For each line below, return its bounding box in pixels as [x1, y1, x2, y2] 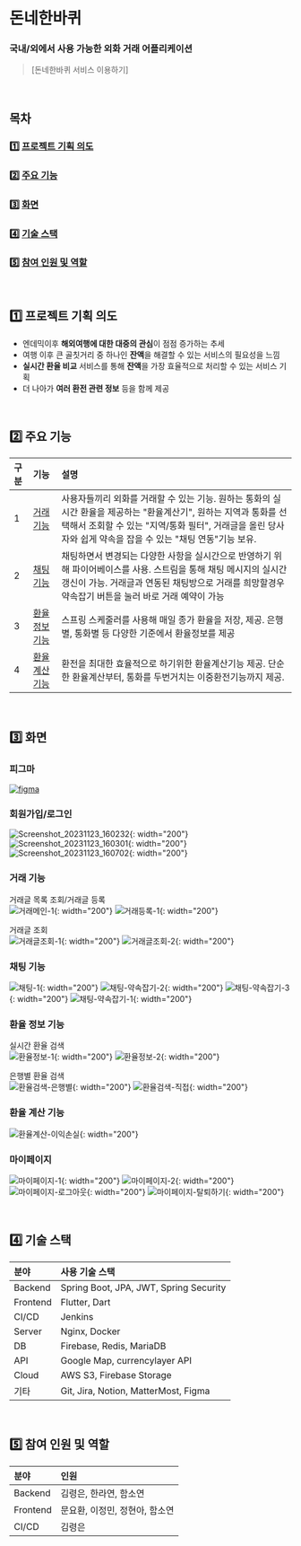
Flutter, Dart [60, 1296, 111, 1308]
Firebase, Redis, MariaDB [60, 1340, 167, 1352]
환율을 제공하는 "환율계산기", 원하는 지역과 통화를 [80, 506, 277, 519]
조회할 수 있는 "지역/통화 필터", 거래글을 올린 [88, 520, 266, 532]
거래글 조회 [9, 924, 48, 935]
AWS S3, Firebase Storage [60, 1368, 172, 1381]
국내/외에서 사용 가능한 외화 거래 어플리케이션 [9, 42, 193, 55]
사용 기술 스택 [60, 1265, 116, 1278]
